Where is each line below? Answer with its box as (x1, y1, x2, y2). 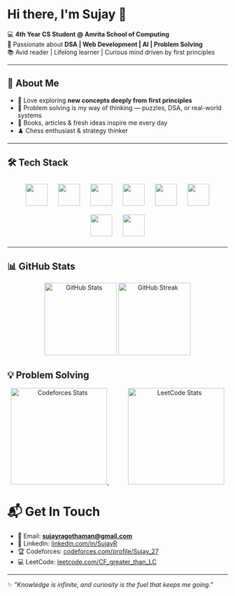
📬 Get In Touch (7, 504, 101, 520)
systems (17, 111, 42, 119)
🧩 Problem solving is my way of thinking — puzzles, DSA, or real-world (17, 103, 222, 111)
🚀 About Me (7, 77, 59, 90)
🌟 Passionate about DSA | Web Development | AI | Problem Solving (7, 40, 203, 48)
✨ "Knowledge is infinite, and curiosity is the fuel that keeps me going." (7, 581, 213, 589)
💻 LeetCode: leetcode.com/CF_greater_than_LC (17, 557, 157, 567)
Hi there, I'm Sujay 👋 (7, 6, 127, 22)
